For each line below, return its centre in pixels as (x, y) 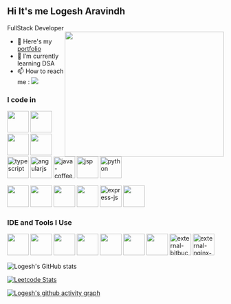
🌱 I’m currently (38, 56)
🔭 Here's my (34, 41)
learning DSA (36, 63)
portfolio (29, 48)
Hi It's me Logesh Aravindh (66, 11)
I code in (22, 99)
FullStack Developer (35, 28)
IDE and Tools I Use (40, 223)
